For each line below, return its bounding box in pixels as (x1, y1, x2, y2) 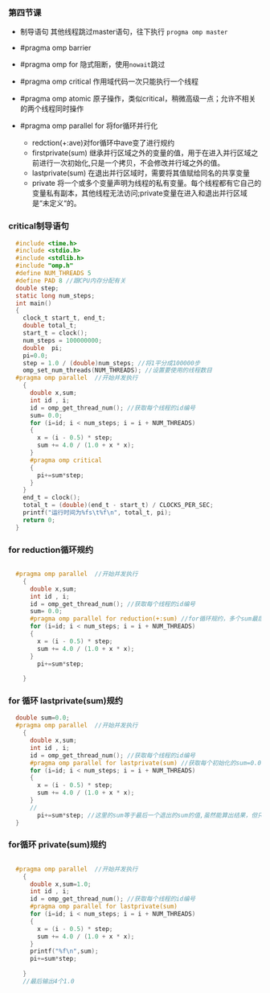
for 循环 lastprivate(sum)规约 (8, 695, 123, 707)
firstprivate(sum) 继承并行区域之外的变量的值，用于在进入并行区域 (31, 148, 252, 158)
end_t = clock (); (22, 493, 81, 502)
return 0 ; (22, 516, 56, 524)
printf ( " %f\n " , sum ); (29, 947, 99, 955)
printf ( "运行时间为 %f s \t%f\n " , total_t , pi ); (22, 509, 172, 517)
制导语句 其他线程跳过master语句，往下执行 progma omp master (19, 27, 228, 37)
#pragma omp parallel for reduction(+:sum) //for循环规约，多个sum (29, 615, 252, 623)
